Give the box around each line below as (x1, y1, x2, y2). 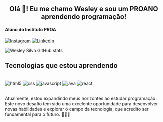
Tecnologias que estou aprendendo (5, 61, 118, 70)
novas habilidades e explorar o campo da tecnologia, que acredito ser (5, 106, 149, 112)
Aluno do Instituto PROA (5, 26, 56, 32)
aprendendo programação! (41, 13, 127, 21)
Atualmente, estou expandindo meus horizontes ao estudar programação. (5, 95, 157, 102)
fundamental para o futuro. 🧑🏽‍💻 (5, 111, 70, 117)
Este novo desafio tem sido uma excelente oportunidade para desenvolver (5, 101, 158, 107)
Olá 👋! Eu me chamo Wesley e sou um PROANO (9, 5, 158, 13)
